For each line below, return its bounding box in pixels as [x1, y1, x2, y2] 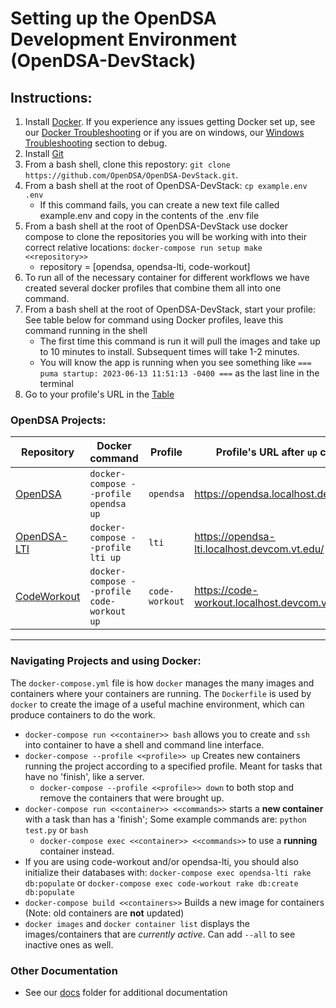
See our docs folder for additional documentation [24, 986, 228, 998]
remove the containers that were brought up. [39, 792, 225, 804]
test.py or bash [24, 823, 89, 836]
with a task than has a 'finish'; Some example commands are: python [24, 813, 307, 825]
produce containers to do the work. [10, 708, 156, 721]
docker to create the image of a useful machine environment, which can [10, 698, 305, 710]
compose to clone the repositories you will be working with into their [24, 231, 308, 242]
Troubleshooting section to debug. [24, 137, 168, 149]
